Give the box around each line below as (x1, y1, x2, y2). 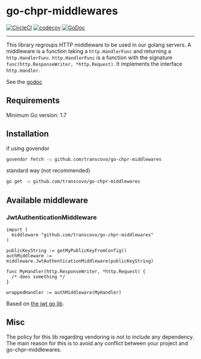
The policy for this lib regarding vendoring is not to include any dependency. (6, 333, 194, 340)
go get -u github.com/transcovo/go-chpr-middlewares (6, 178, 141, 185)
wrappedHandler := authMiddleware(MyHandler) (6, 290, 121, 296)
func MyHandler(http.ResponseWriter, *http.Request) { (6, 269, 146, 275)
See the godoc (6, 78, 43, 85)
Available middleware (6, 195, 89, 205)
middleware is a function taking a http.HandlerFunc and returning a (6, 47, 172, 54)
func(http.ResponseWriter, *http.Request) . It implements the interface (6, 60, 182, 67)
